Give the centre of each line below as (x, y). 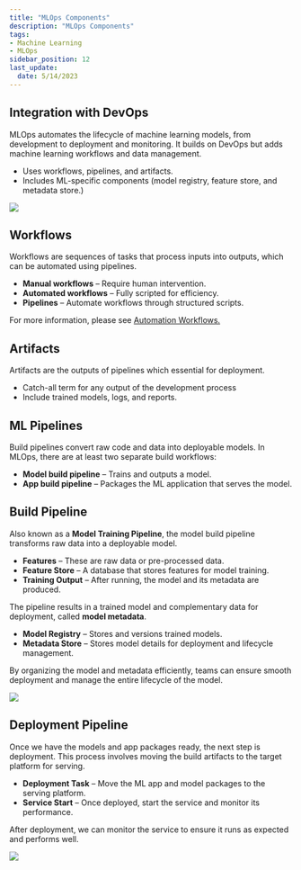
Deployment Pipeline (69, 725)
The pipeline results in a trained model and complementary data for (134, 606)
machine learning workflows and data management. (106, 153)
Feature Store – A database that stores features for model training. (146, 570)
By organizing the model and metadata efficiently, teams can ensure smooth (150, 670)
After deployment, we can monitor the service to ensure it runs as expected (149, 830)
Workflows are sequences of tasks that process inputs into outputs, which (147, 256)
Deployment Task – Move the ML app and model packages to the (144, 783)
